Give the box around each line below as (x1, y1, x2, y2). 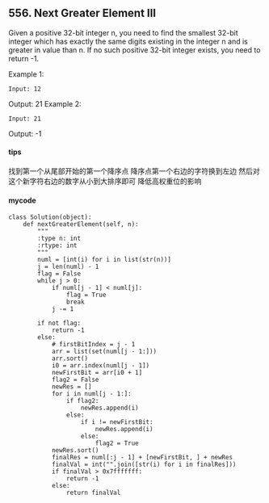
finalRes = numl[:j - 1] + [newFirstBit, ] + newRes (51, 454, 233, 462)
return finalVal (65, 488, 121, 497)
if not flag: (37, 319, 82, 328)
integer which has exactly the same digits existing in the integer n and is (8, 36, 248, 46)
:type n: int (37, 234, 82, 243)
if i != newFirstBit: (80, 418, 153, 426)
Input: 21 (8, 115, 42, 123)
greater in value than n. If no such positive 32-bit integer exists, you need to (8, 44, 261, 55)
